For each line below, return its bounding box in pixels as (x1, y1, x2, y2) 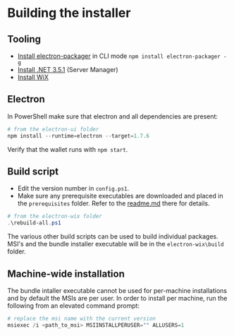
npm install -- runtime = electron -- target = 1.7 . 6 (7, 132, 150, 139)
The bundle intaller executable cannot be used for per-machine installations (7, 286, 228, 294)
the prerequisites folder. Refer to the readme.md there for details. (17, 199, 210, 208)
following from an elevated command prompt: (7, 301, 140, 310)
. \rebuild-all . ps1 (7, 220, 61, 227)
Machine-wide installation (7, 268, 125, 280)
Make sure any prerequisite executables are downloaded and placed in (17, 192, 223, 200)
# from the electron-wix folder (7, 213, 102, 220)
